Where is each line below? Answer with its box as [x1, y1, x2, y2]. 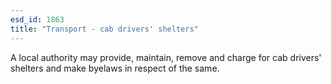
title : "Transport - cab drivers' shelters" [10, 24, 199, 34]
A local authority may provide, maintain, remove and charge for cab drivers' [10, 51, 322, 63]
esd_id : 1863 [10, 14, 65, 25]
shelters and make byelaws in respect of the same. [10, 62, 220, 74]
